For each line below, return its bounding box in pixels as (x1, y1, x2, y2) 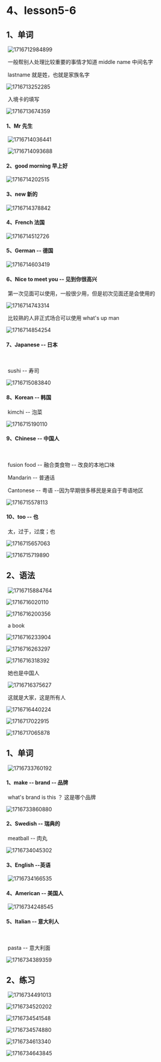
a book (7, 622, 25, 629)
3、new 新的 (6, 190, 38, 198)
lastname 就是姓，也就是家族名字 (7, 71, 90, 78)
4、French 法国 (6, 219, 45, 226)
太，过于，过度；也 (7, 528, 55, 535)
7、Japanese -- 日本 (6, 341, 58, 348)
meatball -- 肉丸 (7, 835, 48, 842)
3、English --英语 (6, 861, 51, 869)
